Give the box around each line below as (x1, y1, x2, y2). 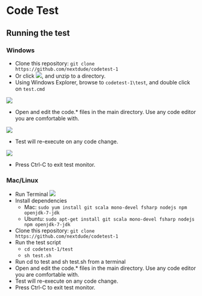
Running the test (6, 28, 70, 38)
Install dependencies (15, 197, 68, 204)
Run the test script (15, 239, 62, 246)
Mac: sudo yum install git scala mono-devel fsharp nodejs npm (24, 204, 187, 211)
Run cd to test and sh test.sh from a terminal (15, 258, 126, 266)
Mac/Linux (6, 176, 39, 184)
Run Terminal (15, 190, 48, 198)
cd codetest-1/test (24, 246, 74, 252)
